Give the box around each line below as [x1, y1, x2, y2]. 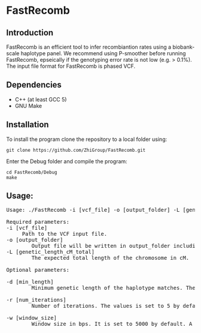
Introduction [6, 28, 54, 38]
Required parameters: [6, 218, 70, 226]
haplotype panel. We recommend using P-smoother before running [20, 50, 187, 57]
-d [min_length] [6, 278, 54, 286]
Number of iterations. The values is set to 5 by [31, 302, 180, 310]
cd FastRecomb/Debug [6, 169, 58, 175]
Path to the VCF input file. [22, 230, 108, 238]
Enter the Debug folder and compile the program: [6, 157, 127, 165]
